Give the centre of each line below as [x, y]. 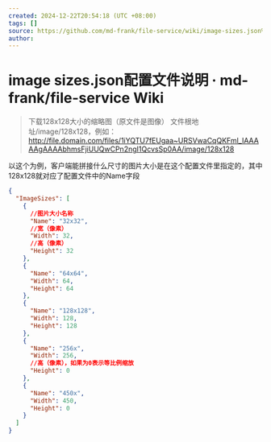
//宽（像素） [48, 229]
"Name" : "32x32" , [59, 221]
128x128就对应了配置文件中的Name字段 [74, 176]
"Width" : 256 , [54, 356]
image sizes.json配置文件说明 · [113, 81]
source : [21, 31]
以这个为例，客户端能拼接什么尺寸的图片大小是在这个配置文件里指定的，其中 [135, 166]
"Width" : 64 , [52, 281]
